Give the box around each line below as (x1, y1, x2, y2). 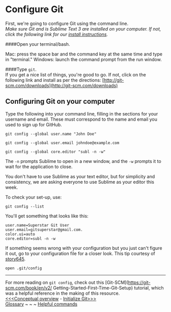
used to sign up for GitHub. (5, 121, 62, 128)
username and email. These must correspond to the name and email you (5, 116, 158, 122)
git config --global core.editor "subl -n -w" (5, 149, 106, 154)
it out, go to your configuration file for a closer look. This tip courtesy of (5, 250, 155, 257)
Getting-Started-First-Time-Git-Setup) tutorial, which (53, 285, 164, 291)
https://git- (128, 279, 151, 286)
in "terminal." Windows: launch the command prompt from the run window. (5, 56, 162, 62)
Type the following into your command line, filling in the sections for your (5, 110, 158, 117)
